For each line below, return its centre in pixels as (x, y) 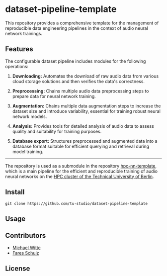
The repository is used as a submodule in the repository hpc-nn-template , (81, 166)
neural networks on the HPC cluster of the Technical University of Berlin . (80, 176)
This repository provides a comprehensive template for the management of (82, 23)
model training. (28, 151)
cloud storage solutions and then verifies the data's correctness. (79, 81)
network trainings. (24, 33)
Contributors (26, 235)
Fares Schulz (26, 253)
